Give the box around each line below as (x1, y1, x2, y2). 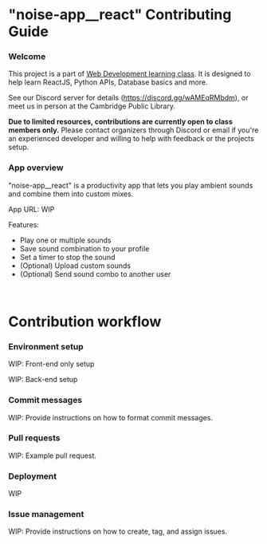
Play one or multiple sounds (19, 235, 112, 245)
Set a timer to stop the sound (19, 252, 116, 262)
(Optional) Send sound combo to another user (19, 269, 171, 278)
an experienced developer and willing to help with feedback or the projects (8, 134, 255, 144)
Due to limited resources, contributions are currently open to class (8, 117, 233, 127)
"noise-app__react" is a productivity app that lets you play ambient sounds (8, 180, 253, 190)
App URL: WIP (8, 204, 55, 214)
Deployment (8, 471, 57, 482)
